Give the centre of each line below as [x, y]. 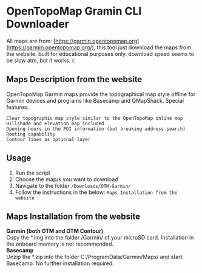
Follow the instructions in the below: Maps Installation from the [96, 192]
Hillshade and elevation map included [55, 123]
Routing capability [31, 134]
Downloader [38, 24]
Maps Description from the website [74, 79]
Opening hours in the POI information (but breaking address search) [96, 129]
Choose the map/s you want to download [66, 179]
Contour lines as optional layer [49, 139]
